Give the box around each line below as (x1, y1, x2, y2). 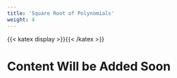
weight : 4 (7, 16, 36, 23)
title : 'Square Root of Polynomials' (7, 9, 115, 17)
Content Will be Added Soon (7, 58, 171, 74)
